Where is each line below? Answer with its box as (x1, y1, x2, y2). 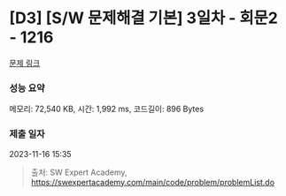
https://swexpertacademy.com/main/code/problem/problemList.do (30, 177, 275, 187)
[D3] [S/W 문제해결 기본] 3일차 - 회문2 (9, 8, 279, 28)
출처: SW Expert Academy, (30, 167, 128, 177)
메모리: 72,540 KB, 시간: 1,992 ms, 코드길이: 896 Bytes (9, 103, 205, 115)
